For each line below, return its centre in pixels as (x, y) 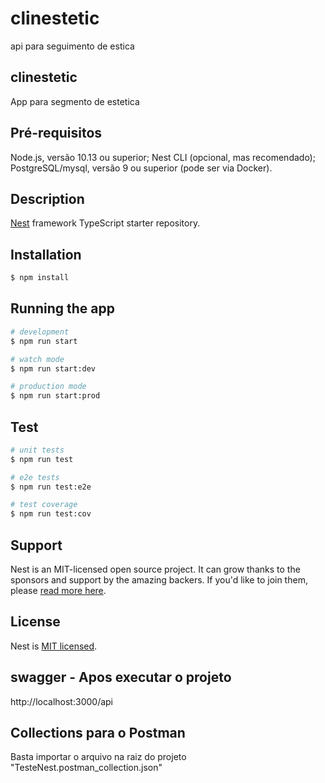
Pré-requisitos (56, 133)
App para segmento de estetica (75, 101)
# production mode (48, 387)
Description (47, 198)
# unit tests (37, 450)
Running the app (62, 308)
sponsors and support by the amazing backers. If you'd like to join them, (159, 580)
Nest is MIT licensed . (54, 646)
